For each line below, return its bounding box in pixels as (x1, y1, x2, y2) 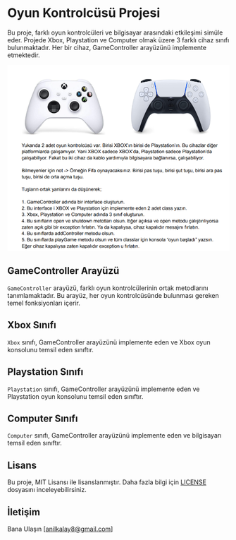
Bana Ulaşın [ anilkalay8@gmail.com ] (7, 524, 113, 533)
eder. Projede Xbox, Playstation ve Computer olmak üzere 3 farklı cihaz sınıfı (7, 35, 230, 44)
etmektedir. (7, 51, 40, 59)
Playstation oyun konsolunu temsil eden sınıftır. (7, 392, 144, 400)
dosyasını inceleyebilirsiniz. (7, 486, 87, 494)
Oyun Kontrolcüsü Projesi (7, 5, 161, 21)
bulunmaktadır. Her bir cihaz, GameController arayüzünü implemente (7, 43, 206, 52)
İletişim (7, 506, 41, 518)
